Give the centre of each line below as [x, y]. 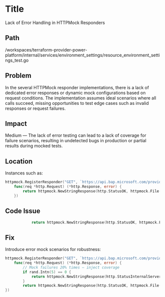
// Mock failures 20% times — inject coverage [71, 267]
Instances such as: [24, 173]
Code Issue [23, 211]
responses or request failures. [35, 108]
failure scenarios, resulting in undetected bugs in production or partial [76, 141]
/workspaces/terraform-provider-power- [46, 49]
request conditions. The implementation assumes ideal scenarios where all [81, 98]
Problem [18, 76]
